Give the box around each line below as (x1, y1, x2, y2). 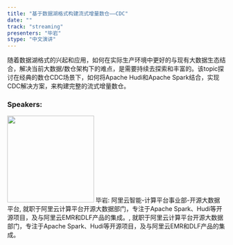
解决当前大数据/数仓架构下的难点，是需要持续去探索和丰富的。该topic (19, 65, 218, 73)
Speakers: (7, 100, 43, 110)
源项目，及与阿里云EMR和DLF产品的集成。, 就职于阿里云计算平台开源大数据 (7, 213, 224, 222)
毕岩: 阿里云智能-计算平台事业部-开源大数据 (95, 196, 221, 205)
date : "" (7, 17, 33, 24)
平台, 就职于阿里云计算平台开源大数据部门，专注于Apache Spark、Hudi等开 (7, 205, 223, 213)
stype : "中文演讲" (7, 36, 57, 43)
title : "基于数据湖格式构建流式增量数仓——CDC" (7, 10, 128, 17)
